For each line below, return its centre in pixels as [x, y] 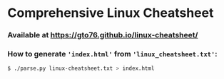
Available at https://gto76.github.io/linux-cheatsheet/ [103, 35]
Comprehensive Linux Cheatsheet [111, 13]
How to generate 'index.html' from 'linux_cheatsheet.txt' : [112, 54]
